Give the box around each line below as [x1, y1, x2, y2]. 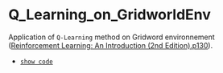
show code [19, 58, 54, 66]
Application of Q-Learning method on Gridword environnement [8, 32, 215, 42]
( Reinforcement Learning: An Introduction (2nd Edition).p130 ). [8, 40, 213, 50]
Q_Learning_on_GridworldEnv [8, 6, 212, 24]
